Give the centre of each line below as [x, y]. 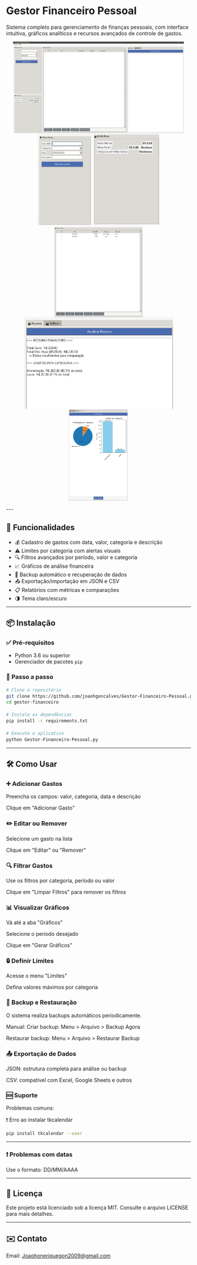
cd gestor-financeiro [33, 702]
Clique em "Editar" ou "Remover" [46, 850]
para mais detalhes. [30, 1214]
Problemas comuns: [30, 1108]
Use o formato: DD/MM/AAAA [42, 1169]
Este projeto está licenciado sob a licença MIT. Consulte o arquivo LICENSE [97, 1208]
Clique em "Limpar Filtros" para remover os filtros [66, 892]
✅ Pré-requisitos [30, 643]
